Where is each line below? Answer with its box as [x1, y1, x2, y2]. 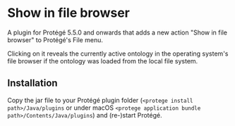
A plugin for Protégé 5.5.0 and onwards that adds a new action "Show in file [7, 28, 228, 37]
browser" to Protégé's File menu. [7, 35, 104, 44]
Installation [7, 77, 58, 89]
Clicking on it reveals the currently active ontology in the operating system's [7, 49, 229, 58]
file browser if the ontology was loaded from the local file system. [7, 56, 198, 65]
